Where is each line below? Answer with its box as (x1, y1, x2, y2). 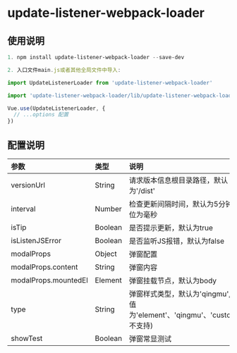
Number (95, 204, 122, 213)
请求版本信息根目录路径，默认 (129, 175, 229, 185)
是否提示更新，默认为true (129, 223, 214, 233)
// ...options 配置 (13, 111, 69, 118)
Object (95, 249, 118, 259)
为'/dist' (129, 185, 155, 195)
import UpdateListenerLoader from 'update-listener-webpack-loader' (7, 79, 213, 86)
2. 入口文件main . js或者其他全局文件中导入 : (7, 66, 121, 73)
